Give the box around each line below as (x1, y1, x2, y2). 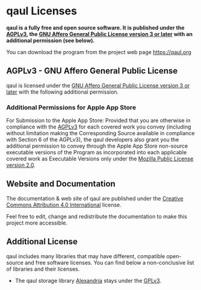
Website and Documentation (6, 179, 116, 189)
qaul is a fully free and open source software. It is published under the (6, 24, 185, 31)
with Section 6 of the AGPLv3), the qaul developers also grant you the (6, 136, 179, 143)
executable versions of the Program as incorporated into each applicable (6, 149, 187, 156)
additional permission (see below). (6, 37, 95, 44)
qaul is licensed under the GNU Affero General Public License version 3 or (6, 82, 190, 89)
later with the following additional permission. (6, 88, 119, 95)
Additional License (6, 237, 78, 247)
